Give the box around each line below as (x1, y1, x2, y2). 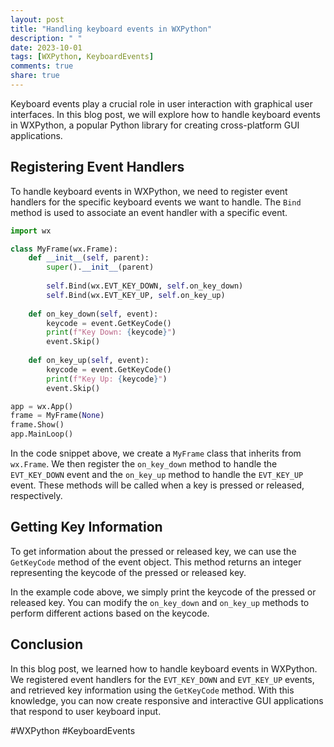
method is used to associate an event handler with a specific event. (10, 206, 288, 218)
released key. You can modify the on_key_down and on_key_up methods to (10, 596, 310, 608)
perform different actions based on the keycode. (10, 607, 210, 619)
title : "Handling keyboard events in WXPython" (10, 24, 213, 34)
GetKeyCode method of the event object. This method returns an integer (10, 556, 302, 568)
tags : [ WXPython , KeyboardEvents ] (10, 52, 155, 62)
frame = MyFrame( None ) (10, 411, 105, 421)
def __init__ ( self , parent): (28, 253, 150, 263)
